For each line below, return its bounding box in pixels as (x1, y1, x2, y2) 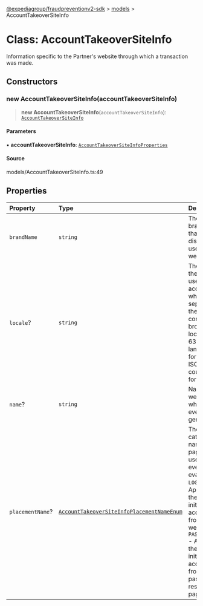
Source (6, 155, 25, 162)
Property (9, 204, 36, 212)
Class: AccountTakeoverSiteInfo (6, 33, 172, 47)
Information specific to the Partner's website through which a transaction (6, 53, 188, 60)
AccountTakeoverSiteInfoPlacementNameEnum (58, 508, 182, 515)
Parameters (6, 128, 36, 135)
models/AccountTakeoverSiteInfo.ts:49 (6, 169, 103, 176)
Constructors (6, 77, 58, 87)
